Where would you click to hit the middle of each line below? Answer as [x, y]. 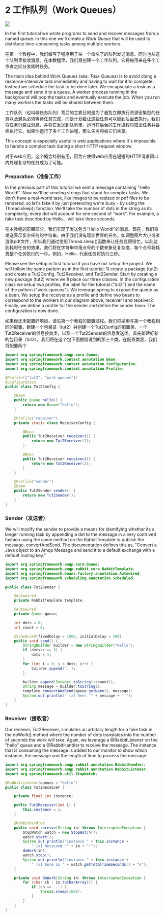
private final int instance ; [44, 796]
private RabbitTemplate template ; [49, 600]
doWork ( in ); [35, 851]
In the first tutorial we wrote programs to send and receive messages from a [82, 33]
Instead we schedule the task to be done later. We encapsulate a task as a [80, 86]
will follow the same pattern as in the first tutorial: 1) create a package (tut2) [82, 269]
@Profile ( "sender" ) [34, 482]
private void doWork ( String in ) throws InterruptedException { [80, 878]
